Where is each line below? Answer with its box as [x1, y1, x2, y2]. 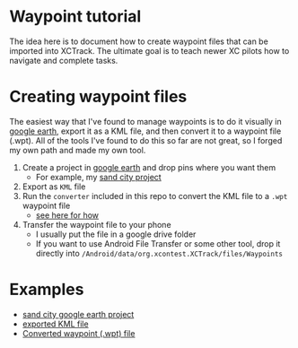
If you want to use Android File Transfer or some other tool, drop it [35, 238, 281, 248]
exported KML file [22, 318, 89, 329]
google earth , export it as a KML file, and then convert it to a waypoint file [9, 126, 282, 136]
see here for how [35, 209, 100, 221]
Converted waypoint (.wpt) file [22, 327, 136, 338]
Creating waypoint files [9, 87, 188, 107]
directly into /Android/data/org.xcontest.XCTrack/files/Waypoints [35, 248, 283, 258]
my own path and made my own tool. [9, 144, 146, 155]
